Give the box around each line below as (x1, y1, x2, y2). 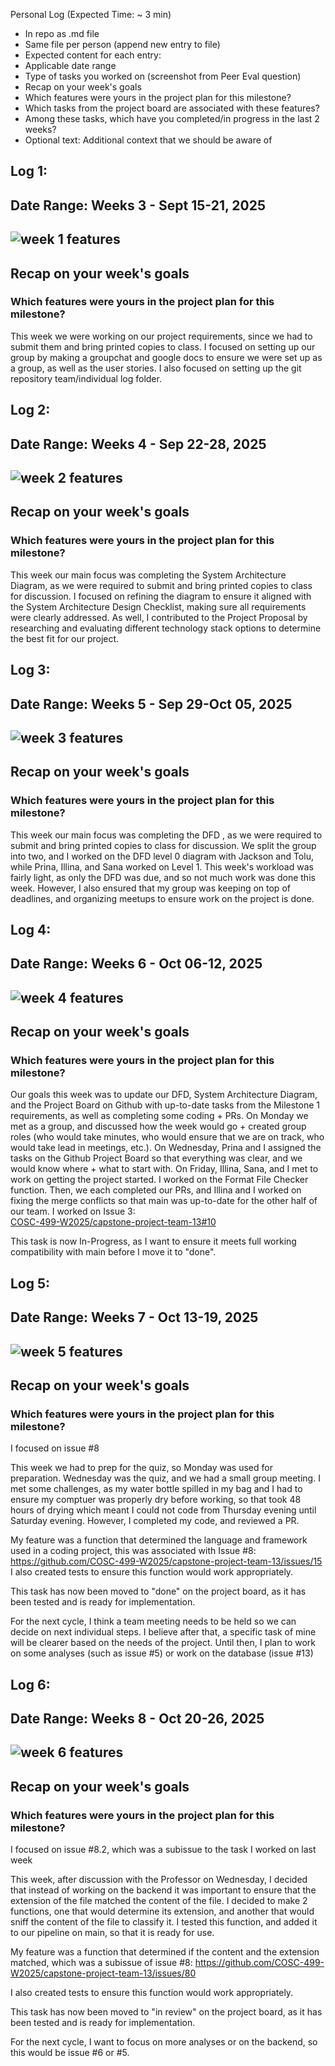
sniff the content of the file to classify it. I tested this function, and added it (10, 1916, 318, 1928)
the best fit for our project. (10, 632, 120, 644)
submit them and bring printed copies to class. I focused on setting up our (10, 340, 316, 353)
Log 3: (10, 662, 51, 679)
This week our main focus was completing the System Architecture (10, 569, 287, 581)
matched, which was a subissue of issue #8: (10, 1957, 193, 1969)
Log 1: (10, 163, 48, 180)
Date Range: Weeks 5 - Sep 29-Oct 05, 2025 (10, 695, 293, 713)
